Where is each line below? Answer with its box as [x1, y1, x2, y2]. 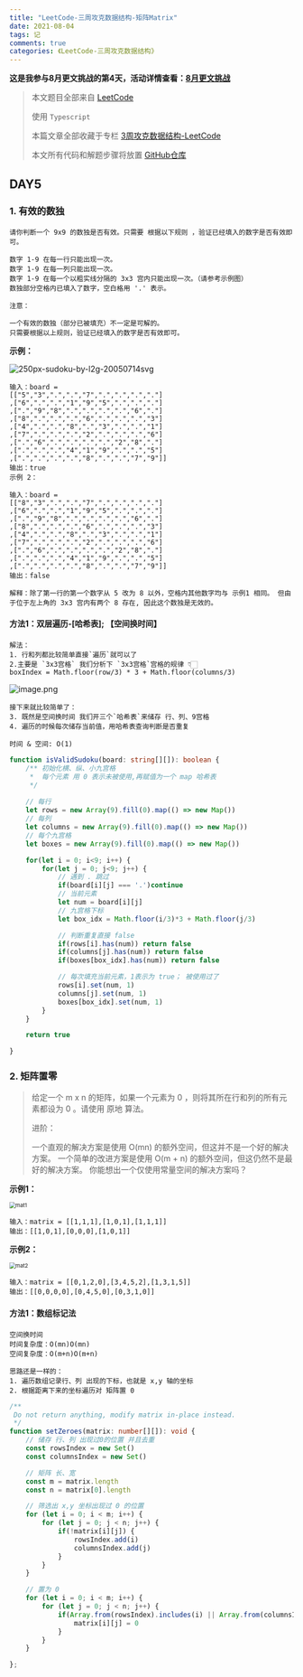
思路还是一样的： [9, 1366, 64, 1376]
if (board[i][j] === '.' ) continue [57, 881, 183, 890]
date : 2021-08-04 [9, 22, 75, 31]
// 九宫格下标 [57, 905, 104, 915]
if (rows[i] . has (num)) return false [57, 939, 192, 949]
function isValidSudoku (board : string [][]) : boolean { [9, 755, 220, 764]
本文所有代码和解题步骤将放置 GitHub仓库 [31, 150, 187, 161]
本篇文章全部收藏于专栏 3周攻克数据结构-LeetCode [31, 130, 221, 141]
